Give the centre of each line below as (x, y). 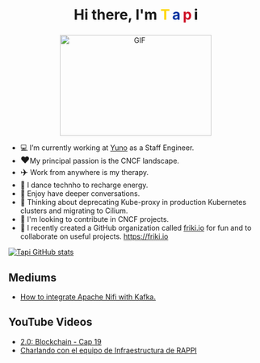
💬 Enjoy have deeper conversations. (80, 194)
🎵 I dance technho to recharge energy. (84, 185)
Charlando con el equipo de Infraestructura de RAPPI (109, 350)
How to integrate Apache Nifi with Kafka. (88, 297)
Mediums (33, 277)
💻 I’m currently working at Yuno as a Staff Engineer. (107, 148)
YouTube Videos (50, 322)
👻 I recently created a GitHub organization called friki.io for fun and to (136, 228)
